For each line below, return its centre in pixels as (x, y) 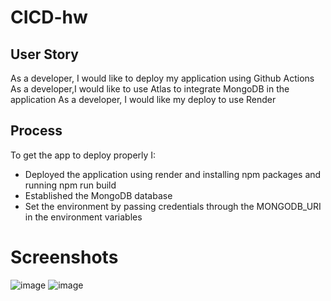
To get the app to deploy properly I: (83, 155)
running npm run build (70, 185)
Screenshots (64, 257)
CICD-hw (49, 17)
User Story (44, 54)
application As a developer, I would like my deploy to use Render (143, 99)
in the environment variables (83, 217)
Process (36, 131)
